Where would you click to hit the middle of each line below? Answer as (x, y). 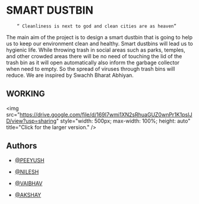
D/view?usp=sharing (31, 121)
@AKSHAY (28, 194)
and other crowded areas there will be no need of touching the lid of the (94, 56)
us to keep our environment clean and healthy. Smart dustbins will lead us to (99, 43)
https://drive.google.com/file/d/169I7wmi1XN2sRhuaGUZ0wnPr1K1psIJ (106, 114)
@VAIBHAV (29, 183)
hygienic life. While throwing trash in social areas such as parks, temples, (96, 50)
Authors (22, 146)
